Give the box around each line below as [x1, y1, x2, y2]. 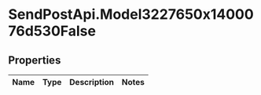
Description [69, 77, 114, 87]
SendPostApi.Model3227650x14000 [8, 5, 254, 24]
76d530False [8, 22, 97, 40]
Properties [8, 53, 61, 67]
